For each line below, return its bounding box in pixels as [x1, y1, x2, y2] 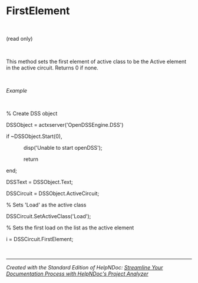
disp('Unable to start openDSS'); [23, 144, 103, 151]
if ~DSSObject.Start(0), [6, 133, 62, 140]
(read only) [6, 35, 33, 42]
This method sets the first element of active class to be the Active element [6, 58, 187, 65]
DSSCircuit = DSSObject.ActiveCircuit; [6, 190, 100, 197]
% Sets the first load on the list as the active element [6, 224, 134, 231]
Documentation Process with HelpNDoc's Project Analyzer [6, 270, 148, 277]
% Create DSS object [6, 110, 58, 117]
